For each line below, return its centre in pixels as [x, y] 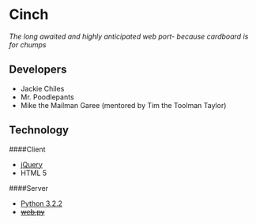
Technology [39, 131]
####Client [27, 149]
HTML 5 [34, 173]
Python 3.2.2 [41, 203]
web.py [32, 211]
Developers [38, 70]
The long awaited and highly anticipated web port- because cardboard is [129, 36]
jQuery [31, 164]
